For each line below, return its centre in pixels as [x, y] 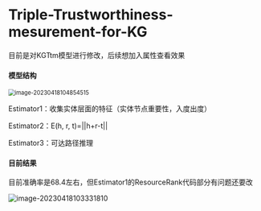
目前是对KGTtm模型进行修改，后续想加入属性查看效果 [97, 55]
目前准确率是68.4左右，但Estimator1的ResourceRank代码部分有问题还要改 [130, 182]
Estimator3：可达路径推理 [51, 143]
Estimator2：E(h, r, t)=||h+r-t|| [58, 126]
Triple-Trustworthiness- [91, 15]
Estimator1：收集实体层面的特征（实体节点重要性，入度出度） [110, 109]
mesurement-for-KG [78, 32]
